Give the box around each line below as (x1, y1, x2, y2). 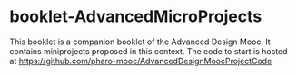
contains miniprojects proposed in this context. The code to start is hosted (9, 45, 288, 56)
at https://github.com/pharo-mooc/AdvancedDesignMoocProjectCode (9, 55, 272, 66)
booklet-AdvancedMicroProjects (9, 6, 262, 27)
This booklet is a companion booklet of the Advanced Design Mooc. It (9, 36, 271, 47)
